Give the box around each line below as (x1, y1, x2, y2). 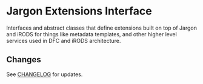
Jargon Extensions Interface (6, 4, 153, 18)
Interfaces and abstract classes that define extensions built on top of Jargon (6, 24, 197, 31)
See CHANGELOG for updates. (6, 71, 83, 78)
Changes (6, 54, 41, 65)
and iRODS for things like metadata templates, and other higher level (6, 30, 177, 37)
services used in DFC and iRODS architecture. (6, 37, 121, 44)
